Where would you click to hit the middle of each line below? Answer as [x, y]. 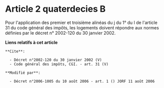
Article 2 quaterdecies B [55, 9]
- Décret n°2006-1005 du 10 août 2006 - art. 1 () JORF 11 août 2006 [82, 81]
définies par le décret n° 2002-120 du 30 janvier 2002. [60, 33]
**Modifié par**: [23, 73]
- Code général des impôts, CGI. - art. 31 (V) [59, 64]
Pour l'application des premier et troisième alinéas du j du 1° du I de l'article [81, 22]
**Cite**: [15, 51]
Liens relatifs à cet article [31, 42]
